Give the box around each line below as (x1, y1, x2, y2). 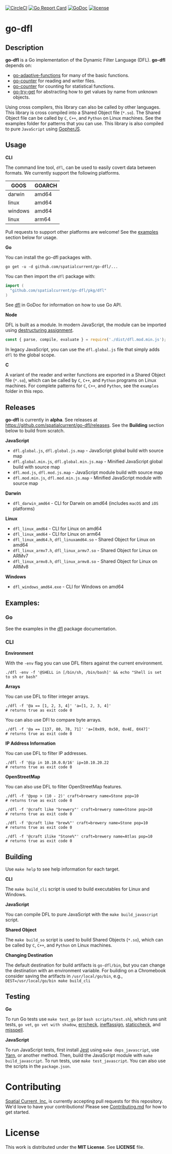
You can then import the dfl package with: (5, 273, 96, 279)
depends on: (5, 62, 32, 68)
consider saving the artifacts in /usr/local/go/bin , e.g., (5, 973, 123, 979)
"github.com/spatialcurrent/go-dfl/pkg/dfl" (10, 288, 107, 293)
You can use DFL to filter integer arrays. (5, 693, 90, 699)
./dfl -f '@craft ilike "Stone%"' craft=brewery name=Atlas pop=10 (5, 834, 153, 839)
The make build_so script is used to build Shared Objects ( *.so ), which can (5, 936, 163, 942)
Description (5, 43, 44, 52)
